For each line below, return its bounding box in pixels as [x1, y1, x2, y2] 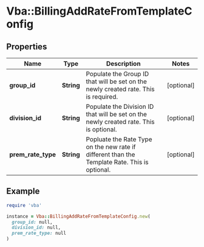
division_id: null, [12, 224, 61, 231]
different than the [86, 150, 135, 159]
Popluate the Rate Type [86, 135, 152, 144]
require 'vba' [6, 202, 42, 208]
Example [6, 186, 40, 197]
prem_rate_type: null [12, 230, 67, 237]
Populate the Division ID [86, 102, 154, 111]
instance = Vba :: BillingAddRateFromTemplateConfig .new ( [6, 213, 151, 220]
